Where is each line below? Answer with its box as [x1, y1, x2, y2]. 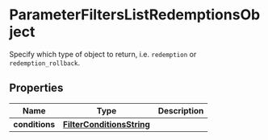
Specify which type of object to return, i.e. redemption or [9, 49, 197, 59]
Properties [9, 81, 64, 95]
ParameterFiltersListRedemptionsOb [9, 6, 261, 24]
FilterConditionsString [62, 118, 150, 130]
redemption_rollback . [9, 58, 81, 68]
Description [157, 105, 204, 116]
